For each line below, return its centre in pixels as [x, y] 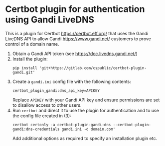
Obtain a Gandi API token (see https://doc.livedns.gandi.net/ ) [75, 54]
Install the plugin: [30, 59]
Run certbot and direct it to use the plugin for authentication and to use [86, 110]
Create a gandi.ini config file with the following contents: [72, 81]
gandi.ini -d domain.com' [88, 129]
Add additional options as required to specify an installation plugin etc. [85, 138]
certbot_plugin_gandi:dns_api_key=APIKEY [56, 90]
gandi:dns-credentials [36, 129]
